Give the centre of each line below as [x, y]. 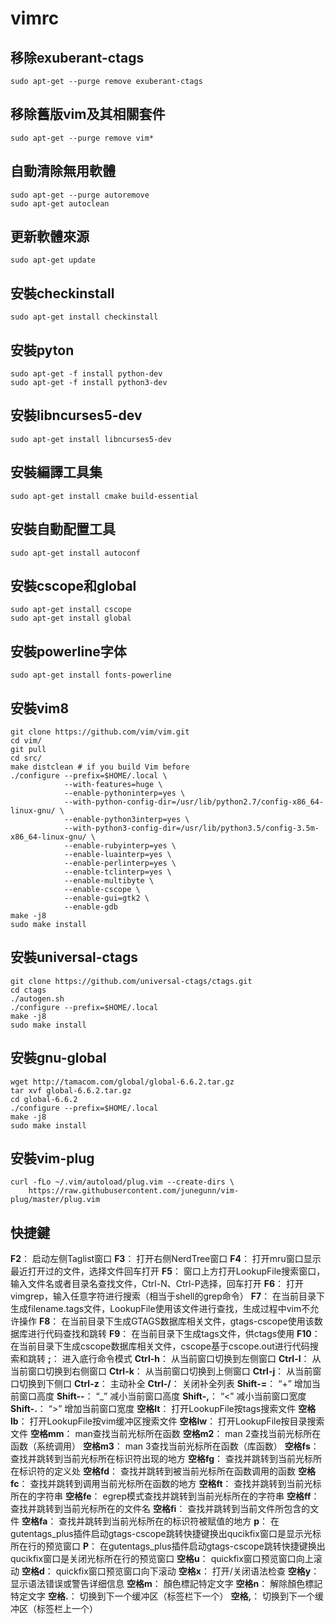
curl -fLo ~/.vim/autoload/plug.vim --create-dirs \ [122, 1182]
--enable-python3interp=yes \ [126, 819]
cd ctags [28, 990]
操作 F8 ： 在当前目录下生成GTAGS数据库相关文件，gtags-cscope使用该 [166, 1321]
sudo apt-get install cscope [71, 610]
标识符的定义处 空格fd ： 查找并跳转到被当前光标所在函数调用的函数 [157, 1471]
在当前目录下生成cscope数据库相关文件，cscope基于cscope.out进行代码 [160, 1346]
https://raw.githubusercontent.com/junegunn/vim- [134, 1191]
